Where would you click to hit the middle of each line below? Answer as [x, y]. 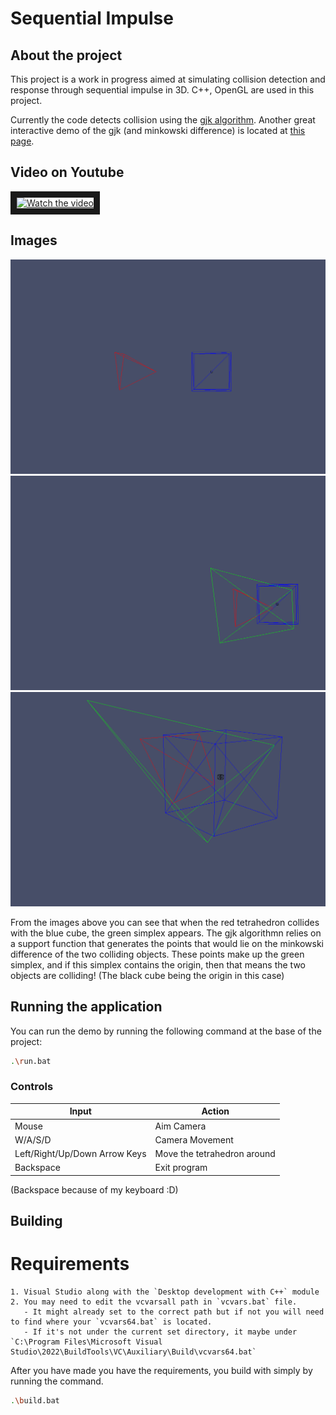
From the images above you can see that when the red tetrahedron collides [165, 922]
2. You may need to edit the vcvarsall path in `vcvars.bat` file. [154, 1302]
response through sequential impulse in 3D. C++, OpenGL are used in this [162, 90]
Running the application [86, 1007]
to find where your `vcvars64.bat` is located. [111, 1322]
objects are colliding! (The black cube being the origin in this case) [147, 975]
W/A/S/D [33, 1139]
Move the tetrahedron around [215, 1153]
